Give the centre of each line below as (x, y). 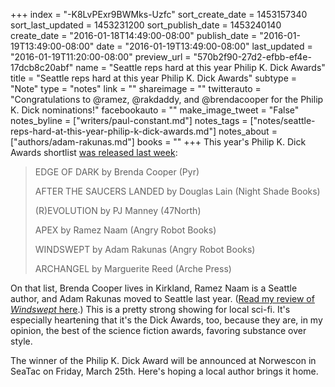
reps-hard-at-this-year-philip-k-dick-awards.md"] (113, 131)
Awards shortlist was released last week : (94, 152)
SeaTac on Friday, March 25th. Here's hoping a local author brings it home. (164, 371)
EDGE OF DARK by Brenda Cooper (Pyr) (117, 172)
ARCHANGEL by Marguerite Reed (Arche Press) (133, 268)
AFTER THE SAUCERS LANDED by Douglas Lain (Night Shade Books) (177, 191)
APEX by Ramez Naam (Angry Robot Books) (125, 230)
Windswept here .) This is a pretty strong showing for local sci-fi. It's (150, 309)
